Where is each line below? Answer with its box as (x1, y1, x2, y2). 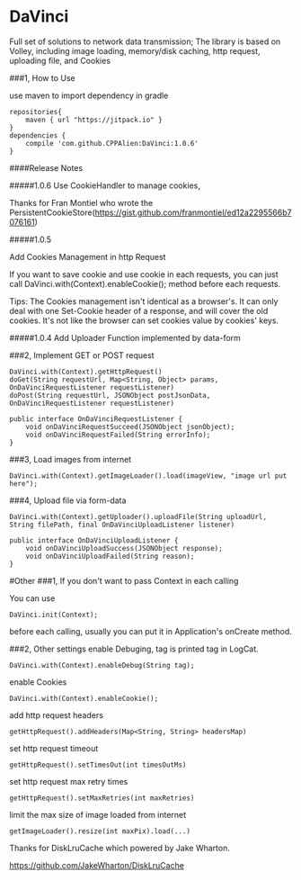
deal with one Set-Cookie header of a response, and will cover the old (9, 305, 269, 316)
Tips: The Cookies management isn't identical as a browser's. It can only (9, 295, 279, 307)
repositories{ (9, 107, 63, 116)
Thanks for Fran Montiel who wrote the (9, 197, 154, 208)
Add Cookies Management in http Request (9, 251, 166, 262)
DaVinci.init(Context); (9, 610, 99, 619)
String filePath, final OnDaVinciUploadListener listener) (9, 520, 235, 529)
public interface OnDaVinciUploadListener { (9, 535, 179, 545)
